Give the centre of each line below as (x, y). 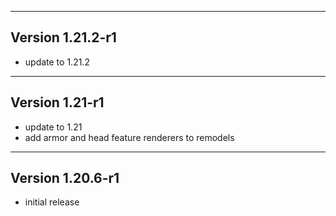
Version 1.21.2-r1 (63, 37)
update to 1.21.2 (57, 62)
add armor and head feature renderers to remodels (129, 137)
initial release (52, 202)
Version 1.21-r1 (57, 102)
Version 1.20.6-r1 (65, 178)
